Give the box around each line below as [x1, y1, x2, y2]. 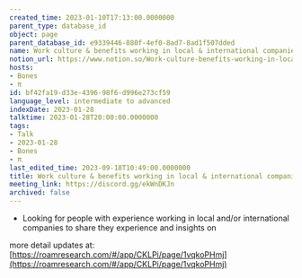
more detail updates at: [9, 239, 95, 250]
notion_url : [9, 55, 54, 64]
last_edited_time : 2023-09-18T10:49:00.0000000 [9, 163, 191, 172]
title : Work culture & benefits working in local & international [9, 171, 263, 180]
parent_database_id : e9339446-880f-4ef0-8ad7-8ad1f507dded [9, 38, 235, 48]
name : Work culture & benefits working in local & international [9, 47, 259, 56]
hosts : [9, 64, 34, 73]
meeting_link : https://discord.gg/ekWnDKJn [9, 180, 175, 189]
